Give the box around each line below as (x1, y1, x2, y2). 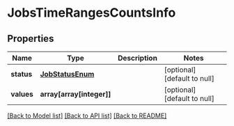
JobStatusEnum (40, 70, 95, 79)
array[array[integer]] (40, 89, 111, 99)
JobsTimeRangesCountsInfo (7, 5, 176, 21)
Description (117, 54, 158, 63)
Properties (7, 33, 54, 45)
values (10, 89, 33, 99)
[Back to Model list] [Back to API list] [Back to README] (7, 111, 167, 120)
